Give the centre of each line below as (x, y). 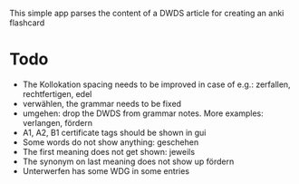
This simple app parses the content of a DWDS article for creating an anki (147, 13)
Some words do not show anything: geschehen (111, 142)
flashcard (27, 23)
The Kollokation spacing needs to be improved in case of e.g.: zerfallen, (157, 84)
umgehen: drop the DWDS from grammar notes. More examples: (143, 113)
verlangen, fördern (58, 122)
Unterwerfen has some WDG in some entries (106, 170)
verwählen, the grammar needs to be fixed (102, 103)
